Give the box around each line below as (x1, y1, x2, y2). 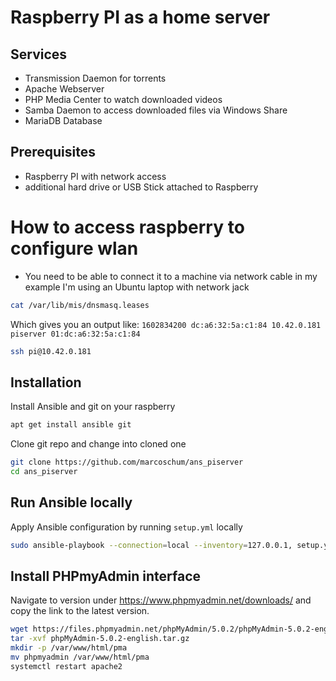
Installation (10, 374, 82, 391)
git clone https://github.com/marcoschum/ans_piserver (10, 457, 244, 468)
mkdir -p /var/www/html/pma (10, 643, 128, 653)
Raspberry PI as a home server (10, 6, 271, 29)
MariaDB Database (24, 115, 103, 126)
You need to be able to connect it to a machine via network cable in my (24, 270, 318, 282)
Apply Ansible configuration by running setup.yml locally (10, 521, 243, 533)
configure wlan (10, 237, 139, 260)
